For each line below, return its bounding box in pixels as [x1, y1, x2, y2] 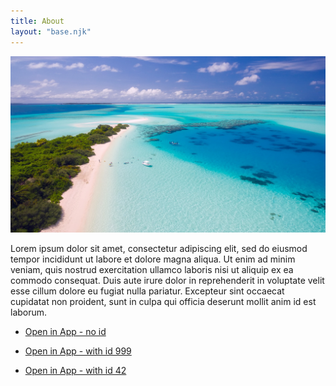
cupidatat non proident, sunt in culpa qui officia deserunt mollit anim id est [10, 296, 317, 308]
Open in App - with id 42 [24, 365, 127, 377]
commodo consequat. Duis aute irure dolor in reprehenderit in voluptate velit [10, 275, 325, 287]
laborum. [10, 306, 48, 319]
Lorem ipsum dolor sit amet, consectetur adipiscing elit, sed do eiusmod [10, 243, 308, 255]
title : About [10, 16, 65, 26]
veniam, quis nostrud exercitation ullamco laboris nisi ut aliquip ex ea [10, 264, 294, 276]
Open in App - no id [24, 326, 107, 338]
